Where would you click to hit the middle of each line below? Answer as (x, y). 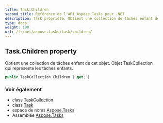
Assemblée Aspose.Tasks (38, 115)
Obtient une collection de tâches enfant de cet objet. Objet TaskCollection (79, 63)
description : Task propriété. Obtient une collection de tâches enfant (79, 18)
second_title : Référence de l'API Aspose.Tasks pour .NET (65, 14)
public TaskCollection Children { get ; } (48, 77)
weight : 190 (17, 27)
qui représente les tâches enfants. (39, 68)
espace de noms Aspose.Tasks (43, 110)
